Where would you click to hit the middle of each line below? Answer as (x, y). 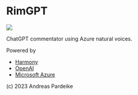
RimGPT (27, 11)
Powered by (21, 50)
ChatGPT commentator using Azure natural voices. (69, 39)
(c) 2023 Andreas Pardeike (40, 86)
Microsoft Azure (35, 74)
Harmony (27, 62)
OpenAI (24, 68)
